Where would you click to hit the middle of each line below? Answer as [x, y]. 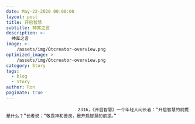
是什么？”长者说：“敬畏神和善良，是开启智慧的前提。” [61, 116]
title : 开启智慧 [24, 22]
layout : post [22, 17]
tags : [13, 71]
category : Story [26, 65]
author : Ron [20, 87]
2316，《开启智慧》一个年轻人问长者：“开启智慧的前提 [133, 109]
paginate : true [25, 93]
